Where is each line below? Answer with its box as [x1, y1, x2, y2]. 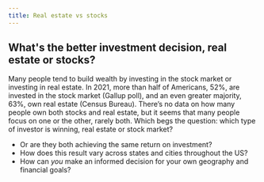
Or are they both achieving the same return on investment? [19, 140, 212, 150]
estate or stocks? [8, 53, 96, 67]
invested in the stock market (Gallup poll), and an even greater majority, [8, 91, 242, 100]
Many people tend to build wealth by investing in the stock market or [8, 74, 232, 84]
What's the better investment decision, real [8, 41, 228, 55]
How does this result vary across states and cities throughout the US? [19, 148, 248, 158]
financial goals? [19, 165, 71, 175]
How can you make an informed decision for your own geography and [19, 157, 249, 166]
